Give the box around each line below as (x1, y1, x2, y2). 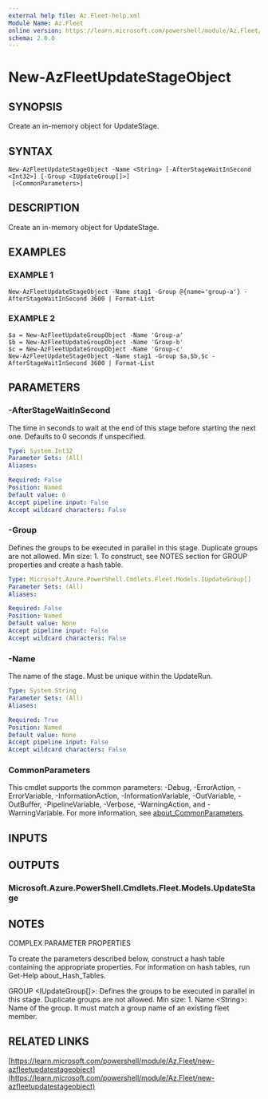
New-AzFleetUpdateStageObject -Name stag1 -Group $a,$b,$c (8, 352, 209, 360)
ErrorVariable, (8, 792, 54, 801)
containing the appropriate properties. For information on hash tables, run (8, 962, 250, 971)
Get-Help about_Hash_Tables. (8, 970, 106, 980)
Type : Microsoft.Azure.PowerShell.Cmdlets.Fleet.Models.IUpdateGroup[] (8, 575, 251, 583)
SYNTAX (8, 145, 53, 158)
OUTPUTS (8, 859, 60, 872)
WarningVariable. (8, 808, 65, 818)
